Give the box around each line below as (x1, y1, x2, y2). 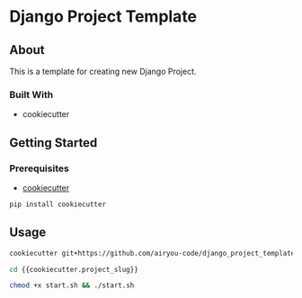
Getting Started (9, 135, 98, 150)
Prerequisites (9, 162, 69, 175)
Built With (9, 88, 54, 101)
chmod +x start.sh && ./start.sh (9, 281, 135, 290)
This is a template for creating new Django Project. (9, 66, 197, 77)
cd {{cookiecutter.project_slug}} (9, 265, 139, 274)
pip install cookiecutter (9, 200, 106, 209)
